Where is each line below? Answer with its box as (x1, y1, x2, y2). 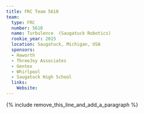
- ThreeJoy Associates (11, 58, 67, 63)
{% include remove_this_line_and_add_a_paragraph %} (6, 101, 139, 108)
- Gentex (11, 63, 33, 69)
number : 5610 (11, 25, 43, 31)
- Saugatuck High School (11, 74, 72, 80)
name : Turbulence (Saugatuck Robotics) (11, 31, 111, 36)
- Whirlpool (11, 69, 41, 75)
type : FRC (11, 19, 35, 25)
